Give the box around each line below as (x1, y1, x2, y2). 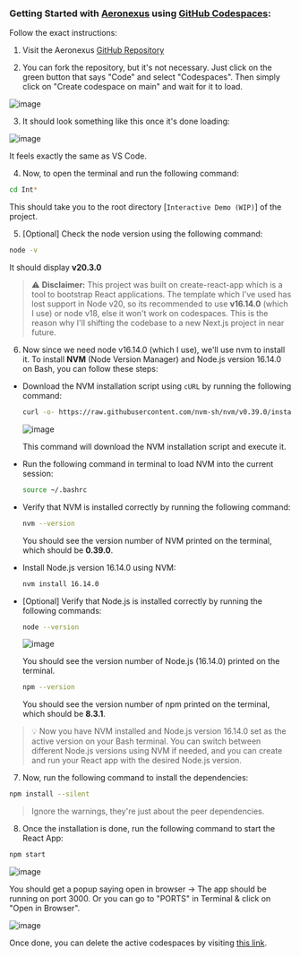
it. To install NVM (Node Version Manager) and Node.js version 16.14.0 (21, 354, 282, 365)
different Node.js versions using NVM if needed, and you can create (30, 746, 283, 756)
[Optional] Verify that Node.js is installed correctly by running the (21, 595, 262, 607)
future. (30, 327, 56, 338)
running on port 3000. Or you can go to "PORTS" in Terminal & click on (9, 893, 271, 904)
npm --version (21, 683, 75, 692)
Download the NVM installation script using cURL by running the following (21, 381, 292, 392)
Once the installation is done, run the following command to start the (21, 823, 276, 834)
